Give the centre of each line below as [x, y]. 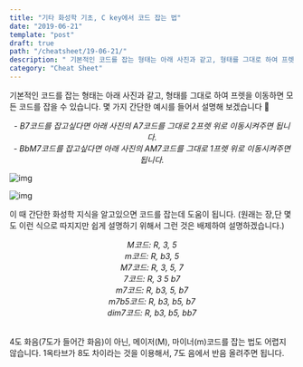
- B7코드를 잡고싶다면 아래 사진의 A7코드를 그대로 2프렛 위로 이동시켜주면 [143, 126]
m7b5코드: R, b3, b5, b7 [152, 301]
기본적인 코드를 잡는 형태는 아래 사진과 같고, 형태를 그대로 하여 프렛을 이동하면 [147, 95]
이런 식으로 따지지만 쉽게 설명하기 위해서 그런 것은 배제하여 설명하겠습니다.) [151, 225]
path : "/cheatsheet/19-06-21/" [68, 52]
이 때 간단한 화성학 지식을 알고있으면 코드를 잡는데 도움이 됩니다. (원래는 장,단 [146, 214]
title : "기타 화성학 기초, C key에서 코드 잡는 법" [95, 18]
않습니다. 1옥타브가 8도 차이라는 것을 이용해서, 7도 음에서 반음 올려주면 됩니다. [147, 353]
